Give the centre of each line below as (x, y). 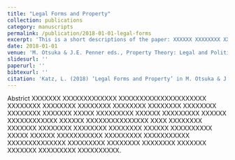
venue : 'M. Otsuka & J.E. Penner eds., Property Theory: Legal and (108, 53)
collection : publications (45, 20)
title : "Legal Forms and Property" (59, 14)
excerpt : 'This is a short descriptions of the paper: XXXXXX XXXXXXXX (114, 40)
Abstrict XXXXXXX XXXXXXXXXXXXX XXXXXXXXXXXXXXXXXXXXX (107, 99)
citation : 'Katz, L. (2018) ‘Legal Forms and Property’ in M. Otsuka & (114, 79)
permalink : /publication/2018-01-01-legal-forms (79, 33)
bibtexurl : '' (28, 72)
